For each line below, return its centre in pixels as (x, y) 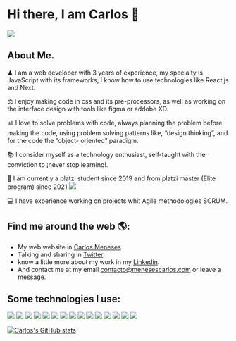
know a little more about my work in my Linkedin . (88, 262)
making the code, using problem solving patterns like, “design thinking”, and (118, 132)
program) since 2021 (37, 187)
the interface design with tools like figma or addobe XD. (88, 108)
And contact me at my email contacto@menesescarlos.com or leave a (119, 269)
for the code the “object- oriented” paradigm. (73, 140)
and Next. (21, 87)
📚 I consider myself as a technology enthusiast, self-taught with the (106, 154)
